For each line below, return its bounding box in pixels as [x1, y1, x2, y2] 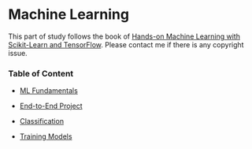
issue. [8, 48, 28, 58]
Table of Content [8, 68, 74, 79]
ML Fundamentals [19, 86, 79, 95]
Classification [19, 117, 65, 126]
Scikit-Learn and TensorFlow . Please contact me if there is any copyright [8, 39, 244, 49]
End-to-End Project [19, 101, 83, 111]
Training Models [19, 132, 72, 141]
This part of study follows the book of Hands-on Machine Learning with [8, 32, 240, 41]
